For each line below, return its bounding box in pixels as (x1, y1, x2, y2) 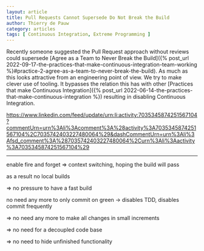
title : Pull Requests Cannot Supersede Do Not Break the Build (6, 15, 170, 21)
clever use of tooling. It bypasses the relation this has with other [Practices (6, 80, 193, 88)
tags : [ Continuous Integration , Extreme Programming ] (6, 32, 151, 38)
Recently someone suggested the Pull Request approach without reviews (6, 48, 189, 55)
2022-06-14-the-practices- (123, 87, 193, 94)
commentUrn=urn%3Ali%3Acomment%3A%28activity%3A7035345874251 (6, 124, 196, 132)
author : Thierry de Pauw (6, 20, 69, 26)
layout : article (6, 8, 47, 15)
